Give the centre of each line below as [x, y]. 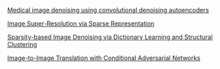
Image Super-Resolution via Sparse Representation [81, 23]
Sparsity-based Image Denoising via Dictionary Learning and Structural [110, 37]
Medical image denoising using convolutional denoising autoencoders [108, 10]
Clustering [22, 44]
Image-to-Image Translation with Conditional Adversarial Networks [104, 58]
